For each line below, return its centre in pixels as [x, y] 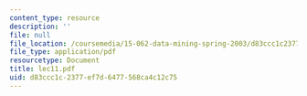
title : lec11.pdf [42, 69]
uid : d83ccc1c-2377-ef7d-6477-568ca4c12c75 [94, 78]
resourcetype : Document [55, 60]
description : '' [40, 27]
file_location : [38, 43]
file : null [30, 35]
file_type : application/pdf [63, 52]
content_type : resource [55, 18]
